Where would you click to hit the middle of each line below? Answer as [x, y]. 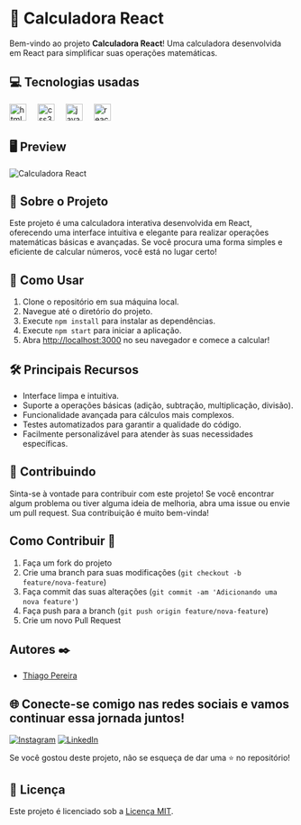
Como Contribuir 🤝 [63, 541]
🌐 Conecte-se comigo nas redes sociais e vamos [150, 704]
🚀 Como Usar [47, 280]
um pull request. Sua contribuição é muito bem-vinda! [109, 512]
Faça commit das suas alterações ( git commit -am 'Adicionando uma [150, 591]
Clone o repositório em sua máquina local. [100, 302]
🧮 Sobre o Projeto [59, 201]
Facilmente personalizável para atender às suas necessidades [138, 434]
